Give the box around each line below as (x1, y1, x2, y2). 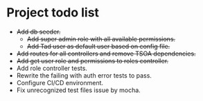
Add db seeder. (16, 27, 61, 36)
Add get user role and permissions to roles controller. (16, 56, 169, 65)
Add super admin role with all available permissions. (26, 34, 176, 43)
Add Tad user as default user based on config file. (26, 42, 170, 50)
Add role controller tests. (16, 64, 88, 72)
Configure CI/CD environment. (16, 78, 104, 87)
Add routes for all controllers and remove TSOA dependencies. (16, 49, 196, 58)
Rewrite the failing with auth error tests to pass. (16, 71, 152, 80)
